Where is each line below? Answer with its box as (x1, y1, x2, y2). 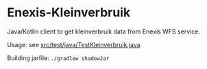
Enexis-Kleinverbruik (7, 5, 131, 20)
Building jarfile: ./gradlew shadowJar (7, 53, 110, 62)
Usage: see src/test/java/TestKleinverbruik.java (7, 40, 141, 49)
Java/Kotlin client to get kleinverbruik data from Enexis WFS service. (7, 27, 201, 36)
